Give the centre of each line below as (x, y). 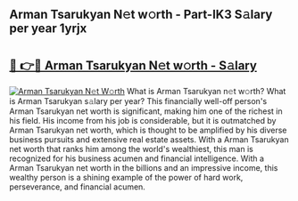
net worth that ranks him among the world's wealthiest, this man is (132, 149)
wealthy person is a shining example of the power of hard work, (126, 177)
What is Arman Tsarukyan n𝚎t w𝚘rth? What (206, 91)
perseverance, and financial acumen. (77, 187)
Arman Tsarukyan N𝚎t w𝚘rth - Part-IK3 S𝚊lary (141, 15)
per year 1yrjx (48, 29)
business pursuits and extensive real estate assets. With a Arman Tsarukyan (149, 140)
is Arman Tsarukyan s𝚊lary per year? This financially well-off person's (138, 101)
